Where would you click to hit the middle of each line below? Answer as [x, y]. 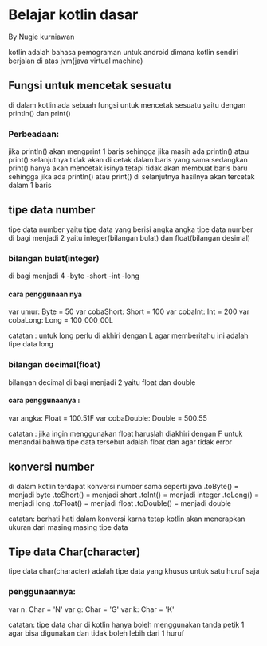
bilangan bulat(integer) [54, 258]
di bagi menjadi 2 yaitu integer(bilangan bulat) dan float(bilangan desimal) [130, 237]
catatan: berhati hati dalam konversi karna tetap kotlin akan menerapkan [127, 519]
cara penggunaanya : [44, 401]
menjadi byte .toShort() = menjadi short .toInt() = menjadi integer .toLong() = [133, 495]
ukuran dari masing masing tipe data [68, 527]
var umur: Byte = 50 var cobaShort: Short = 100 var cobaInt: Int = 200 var [129, 311]
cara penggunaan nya [45, 294]
